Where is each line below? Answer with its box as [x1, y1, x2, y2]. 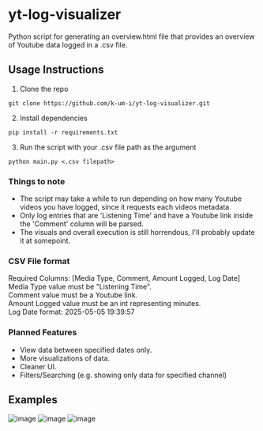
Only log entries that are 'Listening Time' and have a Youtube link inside [19, 211, 254, 221]
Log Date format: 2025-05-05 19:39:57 [8, 307, 135, 317]
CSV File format [8, 255, 70, 267]
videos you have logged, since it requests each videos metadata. [19, 202, 231, 212]
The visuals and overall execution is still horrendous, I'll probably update [19, 228, 255, 237]
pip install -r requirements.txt [8, 128, 118, 136]
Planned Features [8, 327, 77, 338]
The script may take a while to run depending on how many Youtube [19, 194, 242, 203]
